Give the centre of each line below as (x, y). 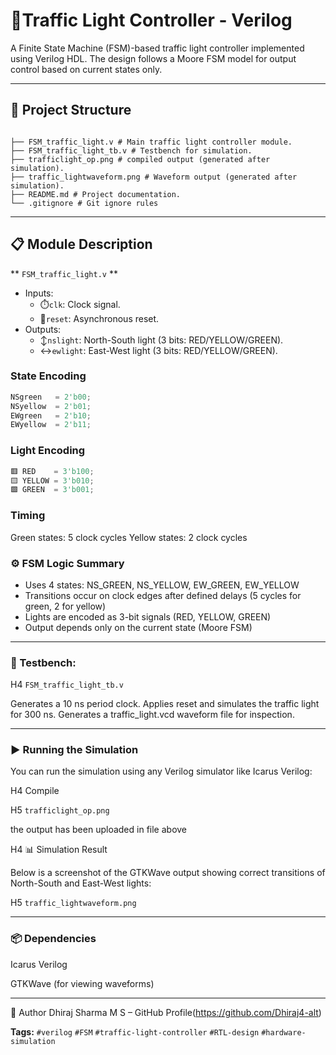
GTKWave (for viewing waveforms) (82, 983)
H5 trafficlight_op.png (60, 810)
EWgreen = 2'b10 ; (51, 415)
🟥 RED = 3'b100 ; (52, 471)
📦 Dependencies (53, 939)
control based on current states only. (86, 69)
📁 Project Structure (71, 110)
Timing (28, 516)
